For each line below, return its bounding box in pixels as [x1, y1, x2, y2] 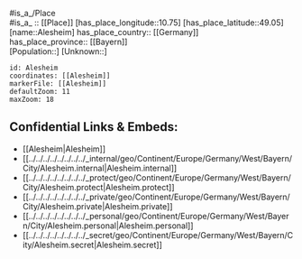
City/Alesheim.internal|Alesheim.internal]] [22, 162, 178, 173]
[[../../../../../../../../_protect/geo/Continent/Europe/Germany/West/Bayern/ [22, 171, 291, 183]
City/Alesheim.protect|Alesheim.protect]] [22, 181, 175, 192]
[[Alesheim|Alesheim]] [22, 143, 106, 154]
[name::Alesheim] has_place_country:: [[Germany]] [9, 27, 199, 37]
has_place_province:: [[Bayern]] [9, 36, 128, 47]
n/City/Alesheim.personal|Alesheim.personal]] [22, 220, 194, 231]
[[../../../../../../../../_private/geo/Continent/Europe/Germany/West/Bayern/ [22, 191, 290, 202]
